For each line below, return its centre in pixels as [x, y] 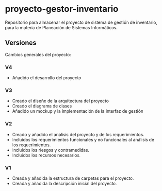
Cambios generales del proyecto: [38, 54]
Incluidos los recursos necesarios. [46, 155]
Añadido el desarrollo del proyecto [47, 78]
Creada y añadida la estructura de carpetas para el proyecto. [73, 178]
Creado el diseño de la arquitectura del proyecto [60, 101]
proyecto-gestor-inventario [62, 9]
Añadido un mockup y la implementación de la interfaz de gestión [78, 111]
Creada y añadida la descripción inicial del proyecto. [65, 183]
